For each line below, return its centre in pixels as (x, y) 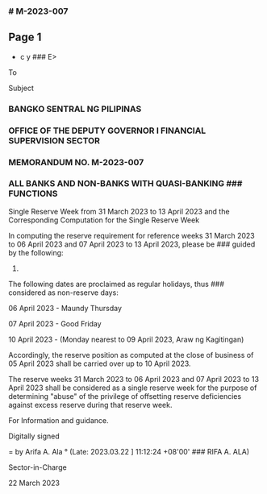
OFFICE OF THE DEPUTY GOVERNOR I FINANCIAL (107, 131)
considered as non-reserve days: (63, 293)
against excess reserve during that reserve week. (90, 405)
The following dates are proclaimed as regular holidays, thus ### (116, 284)
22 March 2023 (34, 483)
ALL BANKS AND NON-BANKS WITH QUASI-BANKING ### (125, 184)
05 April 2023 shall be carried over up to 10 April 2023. (100, 363)
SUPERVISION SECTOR (54, 140)
